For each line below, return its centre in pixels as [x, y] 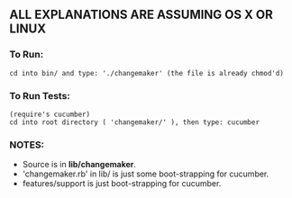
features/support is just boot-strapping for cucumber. [122, 184]
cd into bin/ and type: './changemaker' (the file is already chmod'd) [146, 73]
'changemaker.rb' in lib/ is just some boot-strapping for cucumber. [146, 174]
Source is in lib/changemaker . [79, 165]
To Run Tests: [40, 95]
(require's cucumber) [50, 114]
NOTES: [27, 145]
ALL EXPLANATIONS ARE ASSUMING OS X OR [141, 15]
